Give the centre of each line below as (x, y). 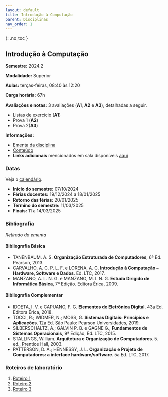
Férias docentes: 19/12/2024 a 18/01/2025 (56, 194)
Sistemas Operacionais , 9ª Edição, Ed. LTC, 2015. (64, 333)
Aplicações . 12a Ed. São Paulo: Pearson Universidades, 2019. (76, 323)
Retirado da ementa (26, 235)
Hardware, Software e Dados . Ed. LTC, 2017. (59, 273)
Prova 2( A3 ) (25, 126)
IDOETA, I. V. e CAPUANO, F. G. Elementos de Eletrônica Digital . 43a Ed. (88, 307)
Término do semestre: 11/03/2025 (48, 205)
